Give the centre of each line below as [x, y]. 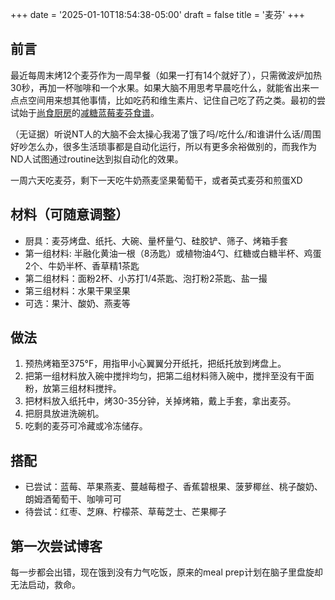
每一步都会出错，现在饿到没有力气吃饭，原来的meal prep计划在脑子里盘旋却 [167, 572]
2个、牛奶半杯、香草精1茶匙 [82, 265]
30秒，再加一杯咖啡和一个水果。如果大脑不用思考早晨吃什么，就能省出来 [160, 87]
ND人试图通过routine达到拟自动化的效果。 [97, 159]
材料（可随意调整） [69, 214]
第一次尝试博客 [56, 546]
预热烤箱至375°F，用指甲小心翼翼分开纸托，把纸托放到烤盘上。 [155, 364]
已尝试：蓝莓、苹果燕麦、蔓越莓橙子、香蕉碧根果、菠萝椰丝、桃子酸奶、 [173, 487]
